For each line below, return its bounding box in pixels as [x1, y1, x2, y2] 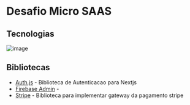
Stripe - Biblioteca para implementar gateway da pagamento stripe [15, 92, 184, 99]
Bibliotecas [6, 62, 50, 73]
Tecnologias [6, 29, 55, 39]
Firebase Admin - [15, 85, 59, 92]
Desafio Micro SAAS [6, 4, 112, 18]
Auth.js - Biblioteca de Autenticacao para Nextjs [15, 78, 137, 86]
